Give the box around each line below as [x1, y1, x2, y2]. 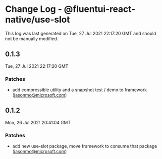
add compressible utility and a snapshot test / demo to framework [12, 87, 147, 93]
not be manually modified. [5, 36, 58, 42]
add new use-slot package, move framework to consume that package [12, 143, 157, 149]
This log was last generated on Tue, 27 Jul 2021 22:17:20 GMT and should [5, 30, 156, 36]
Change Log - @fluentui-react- [5, 3, 136, 15]
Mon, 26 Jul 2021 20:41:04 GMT [5, 119, 71, 125]
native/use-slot [5, 14, 70, 25]
